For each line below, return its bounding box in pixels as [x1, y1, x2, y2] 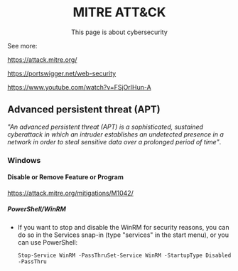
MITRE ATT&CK [72, 4, 166, 21]
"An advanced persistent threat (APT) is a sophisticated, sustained [7, 122, 204, 131]
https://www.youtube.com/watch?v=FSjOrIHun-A [7, 83, 151, 91]
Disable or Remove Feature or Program [7, 173, 124, 181]
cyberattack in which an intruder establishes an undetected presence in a [7, 129, 224, 139]
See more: [7, 41, 38, 50]
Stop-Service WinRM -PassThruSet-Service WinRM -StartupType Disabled [17, 252, 232, 259]
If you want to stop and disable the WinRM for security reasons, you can [17, 223, 229, 231]
